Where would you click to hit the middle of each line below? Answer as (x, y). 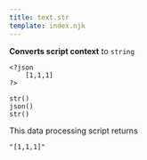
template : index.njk (48, 26)
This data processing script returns (73, 131)
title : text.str (39, 17)
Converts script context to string (72, 51)
